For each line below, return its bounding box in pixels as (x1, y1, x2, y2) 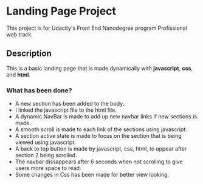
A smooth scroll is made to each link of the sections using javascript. (15, 126, 187, 133)
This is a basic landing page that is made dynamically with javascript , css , (6, 64, 193, 72)
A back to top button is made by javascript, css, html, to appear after (15, 145, 187, 152)
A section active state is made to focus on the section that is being (15, 132, 182, 140)
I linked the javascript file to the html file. (15, 106, 117, 114)
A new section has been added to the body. (15, 100, 125, 107)
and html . (6, 71, 31, 78)
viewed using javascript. (15, 138, 76, 146)
